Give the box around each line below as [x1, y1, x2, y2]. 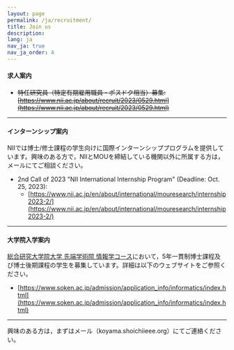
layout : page [7, 10, 45, 17]
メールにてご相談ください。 [7, 161, 87, 169]
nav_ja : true [7, 43, 45, 50]
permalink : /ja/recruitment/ [7, 17, 92, 24]
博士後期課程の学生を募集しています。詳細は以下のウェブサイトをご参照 [13, 261, 221, 269]
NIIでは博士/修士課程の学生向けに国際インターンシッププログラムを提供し [7, 144, 218, 152]
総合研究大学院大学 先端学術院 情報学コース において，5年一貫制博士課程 [7, 252, 215, 261]
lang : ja [7, 36, 33, 43]
